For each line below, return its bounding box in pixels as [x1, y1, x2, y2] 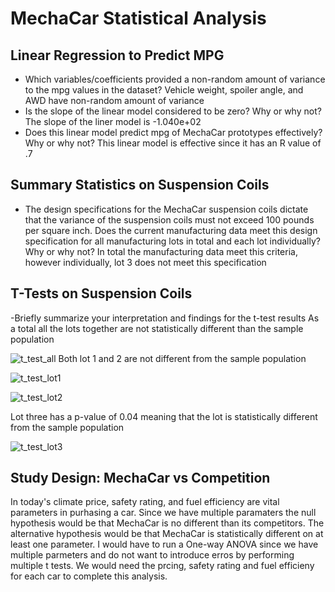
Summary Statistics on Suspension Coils [10, 177, 270, 194]
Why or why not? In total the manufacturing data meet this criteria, [24, 245, 298, 257]
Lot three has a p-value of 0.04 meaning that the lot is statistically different [10, 410, 318, 422]
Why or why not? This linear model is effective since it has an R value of [24, 137, 322, 149]
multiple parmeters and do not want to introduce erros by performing [10, 549, 295, 561]
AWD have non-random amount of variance [24, 95, 205, 106]
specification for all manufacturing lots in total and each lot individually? [24, 235, 321, 247]
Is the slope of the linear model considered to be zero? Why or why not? [24, 105, 322, 117]
